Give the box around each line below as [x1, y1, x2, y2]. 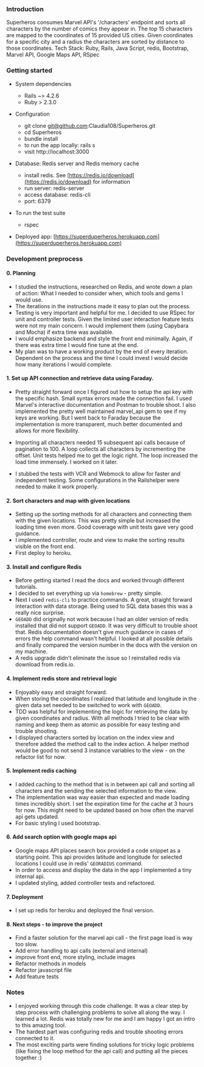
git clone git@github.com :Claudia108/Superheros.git [24, 122, 156, 129]
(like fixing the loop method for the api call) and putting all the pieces [15, 1047, 188, 1055]
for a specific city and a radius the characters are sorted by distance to [6, 38, 185, 46]
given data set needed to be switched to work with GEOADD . [15, 701, 162, 708]
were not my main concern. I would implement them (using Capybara [15, 322, 189, 329]
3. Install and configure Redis [6, 563, 82, 571]
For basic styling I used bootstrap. [15, 819, 101, 826]
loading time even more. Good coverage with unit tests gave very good [15, 523, 194, 531]
